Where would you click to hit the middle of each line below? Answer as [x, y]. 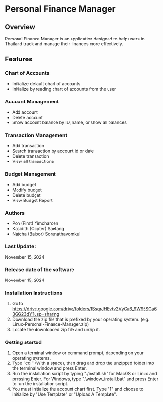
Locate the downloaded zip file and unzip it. [56, 329]
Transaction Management [36, 135]
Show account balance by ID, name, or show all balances [69, 122]
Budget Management [30, 174]
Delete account [27, 117]
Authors [15, 213]
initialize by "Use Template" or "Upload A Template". [64, 394]
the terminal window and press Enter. [49, 368]
